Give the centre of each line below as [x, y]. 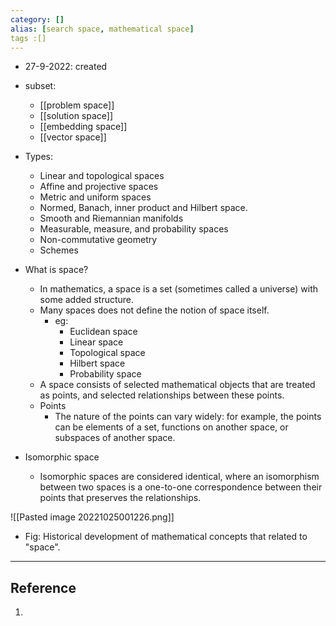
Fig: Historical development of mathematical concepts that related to [166, 537]
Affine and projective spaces [99, 187]
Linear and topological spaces [102, 176]
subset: [40, 86]
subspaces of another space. [115, 438]
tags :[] [28, 38]
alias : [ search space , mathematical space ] [102, 29]
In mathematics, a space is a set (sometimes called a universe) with [179, 289]
